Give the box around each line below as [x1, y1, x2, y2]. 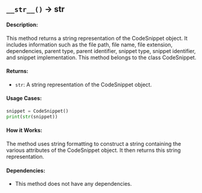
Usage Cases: [6, 95, 42, 102]
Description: [6, 21, 38, 28]
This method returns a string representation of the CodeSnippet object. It [6, 34, 188, 42]
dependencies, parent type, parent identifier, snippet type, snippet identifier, [6, 47, 196, 54]
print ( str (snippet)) [6, 113, 58, 119]
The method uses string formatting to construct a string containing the [6, 140, 181, 147]
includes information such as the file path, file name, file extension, [6, 41, 173, 48]
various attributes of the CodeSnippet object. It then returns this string [6, 147, 181, 154]
